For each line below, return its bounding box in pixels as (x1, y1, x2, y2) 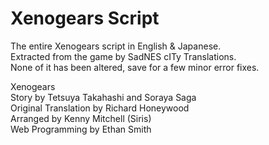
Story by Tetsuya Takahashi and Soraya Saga (10, 91, 197, 103)
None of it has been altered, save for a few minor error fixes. (10, 61, 260, 73)
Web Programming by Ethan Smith (10, 123, 152, 135)
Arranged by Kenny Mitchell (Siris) (10, 112, 152, 124)
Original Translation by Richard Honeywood (10, 102, 190, 114)
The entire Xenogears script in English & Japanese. (10, 40, 222, 52)
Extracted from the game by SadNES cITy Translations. (10, 50, 237, 62)
